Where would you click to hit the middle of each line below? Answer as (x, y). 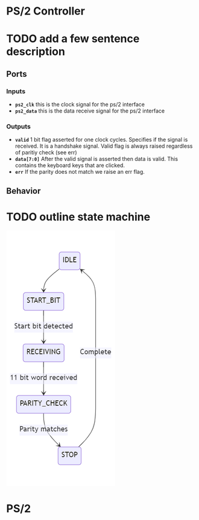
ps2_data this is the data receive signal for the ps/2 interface (90, 111)
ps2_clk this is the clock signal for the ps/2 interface (80, 105)
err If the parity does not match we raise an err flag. (80, 172)
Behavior (24, 191)
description (36, 52)
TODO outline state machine (78, 217)
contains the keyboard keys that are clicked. (70, 165)
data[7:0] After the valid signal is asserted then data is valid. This (96, 159)
